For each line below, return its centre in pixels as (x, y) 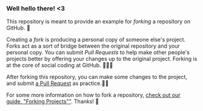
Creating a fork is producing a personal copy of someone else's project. (96, 40)
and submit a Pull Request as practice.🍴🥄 (58, 83)
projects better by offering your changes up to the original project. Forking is (102, 59)
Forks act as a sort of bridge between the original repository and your (93, 46)
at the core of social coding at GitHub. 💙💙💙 (60, 65)
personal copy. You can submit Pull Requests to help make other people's (98, 52)
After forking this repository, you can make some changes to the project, (97, 77)
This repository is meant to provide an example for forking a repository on (98, 22)
